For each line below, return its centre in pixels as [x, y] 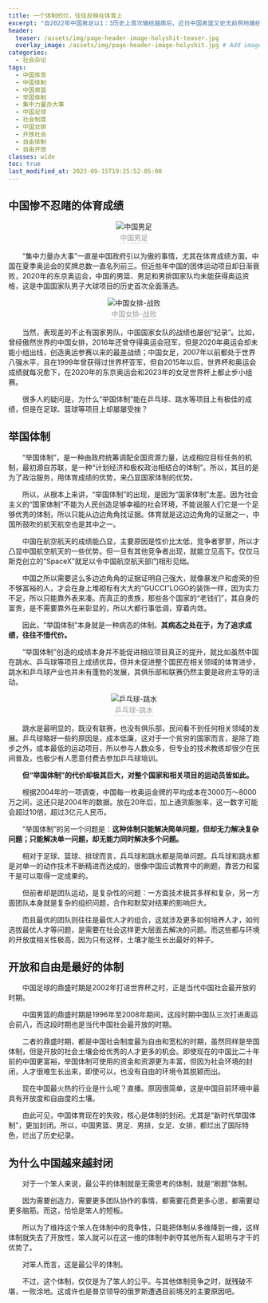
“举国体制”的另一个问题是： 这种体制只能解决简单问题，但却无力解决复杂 [141, 829]
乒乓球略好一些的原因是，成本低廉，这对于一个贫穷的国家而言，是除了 [137, 738]
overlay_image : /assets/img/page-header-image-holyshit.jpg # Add [128, 45]
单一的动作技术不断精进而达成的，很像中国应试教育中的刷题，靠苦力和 [137, 866]
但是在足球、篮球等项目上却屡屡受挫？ [85, 409]
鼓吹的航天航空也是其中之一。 [71, 524]
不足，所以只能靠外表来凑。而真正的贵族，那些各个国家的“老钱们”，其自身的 [134, 598]
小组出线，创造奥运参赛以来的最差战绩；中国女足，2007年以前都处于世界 [135, 352]
